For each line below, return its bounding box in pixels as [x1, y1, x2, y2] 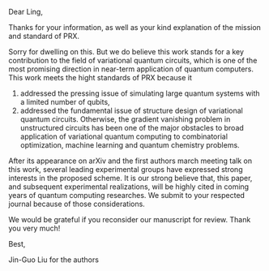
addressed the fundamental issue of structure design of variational [19, 105, 243, 115]
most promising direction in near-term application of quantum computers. [8, 64, 254, 74]
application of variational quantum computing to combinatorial [19, 131, 228, 141]
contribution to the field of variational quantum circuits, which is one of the [8, 56, 258, 65]
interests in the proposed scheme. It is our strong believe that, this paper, [8, 174, 253, 183]
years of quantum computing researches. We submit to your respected [8, 191, 246, 200]
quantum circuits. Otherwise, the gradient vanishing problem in [19, 114, 231, 124]
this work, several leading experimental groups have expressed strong [8, 165, 243, 174]
